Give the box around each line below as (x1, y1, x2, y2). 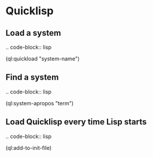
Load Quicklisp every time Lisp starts (5, 117, 147, 127)
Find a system (5, 73, 59, 83)
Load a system (5, 28, 61, 38)
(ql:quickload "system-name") (5, 55, 80, 62)
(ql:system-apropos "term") (5, 99, 74, 106)
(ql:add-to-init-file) (5, 144, 52, 151)
